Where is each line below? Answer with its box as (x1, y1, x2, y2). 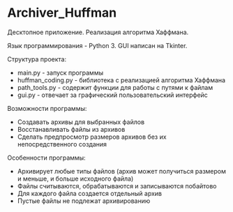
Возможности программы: (7, 104, 87, 112)
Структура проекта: (7, 54, 67, 63)
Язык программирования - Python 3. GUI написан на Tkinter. (7, 41, 188, 50)
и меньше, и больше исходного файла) (17, 174, 134, 183)
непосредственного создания (17, 139, 107, 148)
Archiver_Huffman (7, 5, 117, 21)
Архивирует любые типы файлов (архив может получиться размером (17, 167, 227, 175)
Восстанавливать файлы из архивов (17, 125, 126, 133)
